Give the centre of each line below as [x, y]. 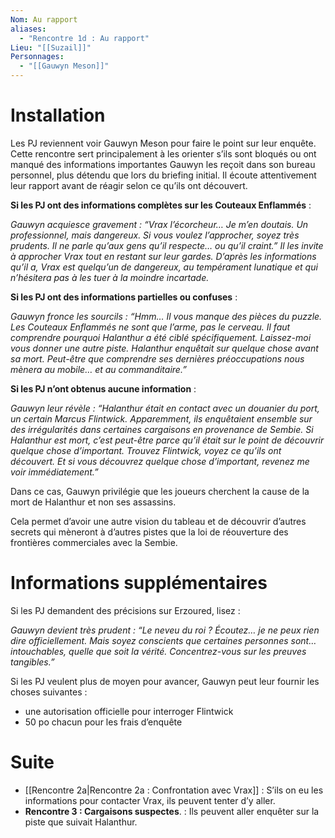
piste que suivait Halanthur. [81, 822]
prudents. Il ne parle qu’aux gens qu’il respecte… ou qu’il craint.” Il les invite [167, 245]
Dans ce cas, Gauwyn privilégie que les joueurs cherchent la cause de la [160, 491]
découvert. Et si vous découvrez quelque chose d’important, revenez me [160, 461]
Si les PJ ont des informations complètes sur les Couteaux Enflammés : [161, 205]
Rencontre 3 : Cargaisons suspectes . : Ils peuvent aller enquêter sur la [172, 811]
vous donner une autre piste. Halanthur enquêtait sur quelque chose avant [164, 348]
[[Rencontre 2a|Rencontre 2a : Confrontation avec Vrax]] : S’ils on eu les [174, 790]
